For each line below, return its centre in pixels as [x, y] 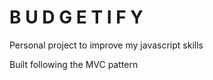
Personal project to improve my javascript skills [106, 45]
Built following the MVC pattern [74, 64]
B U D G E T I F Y [76, 17]
